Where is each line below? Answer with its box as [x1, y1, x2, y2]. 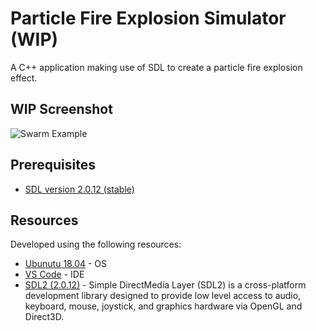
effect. [10, 72, 38, 84]
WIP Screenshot [10, 101, 113, 118]
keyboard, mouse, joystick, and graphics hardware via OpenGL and [24, 300, 303, 312]
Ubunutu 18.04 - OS [24, 258, 108, 270]
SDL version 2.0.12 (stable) [24, 183, 135, 195]
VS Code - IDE [24, 268, 85, 281]
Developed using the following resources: [10, 238, 182, 251]
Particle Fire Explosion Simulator [10, 7, 287, 30]
